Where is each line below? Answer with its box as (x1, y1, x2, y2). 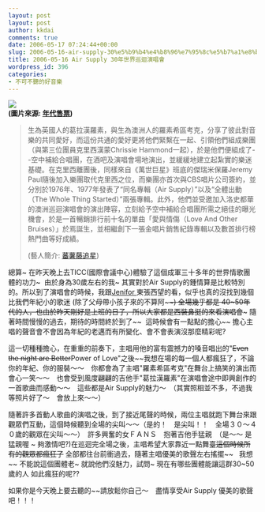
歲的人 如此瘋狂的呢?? (8, 469, 80, 478)
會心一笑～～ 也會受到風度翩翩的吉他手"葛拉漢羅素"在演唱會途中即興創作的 (8, 373, 257, 382)
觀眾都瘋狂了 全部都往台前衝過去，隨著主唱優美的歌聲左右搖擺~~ (21, 449, 234, 458)
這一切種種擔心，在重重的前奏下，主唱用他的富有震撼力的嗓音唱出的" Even (8, 343, 248, 352)
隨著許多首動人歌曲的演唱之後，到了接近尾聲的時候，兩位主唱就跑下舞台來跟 (8, 409, 257, 419)
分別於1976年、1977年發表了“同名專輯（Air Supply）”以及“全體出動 (27, 184, 243, 194)
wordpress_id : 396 (8, 63, 69, 71)
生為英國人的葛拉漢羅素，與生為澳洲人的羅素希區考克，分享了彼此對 (27, 125, 249, 134)
